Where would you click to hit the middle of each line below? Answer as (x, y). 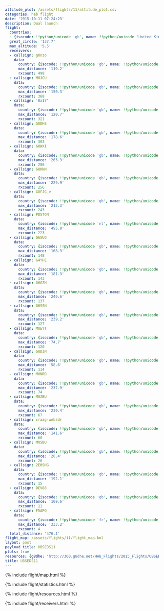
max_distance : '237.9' (41, 388)
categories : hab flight (29, 14)
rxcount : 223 (31, 233)
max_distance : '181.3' (41, 274)
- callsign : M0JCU (28, 78)
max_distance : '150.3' (41, 92)
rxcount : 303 (31, 142)
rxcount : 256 (31, 187)
